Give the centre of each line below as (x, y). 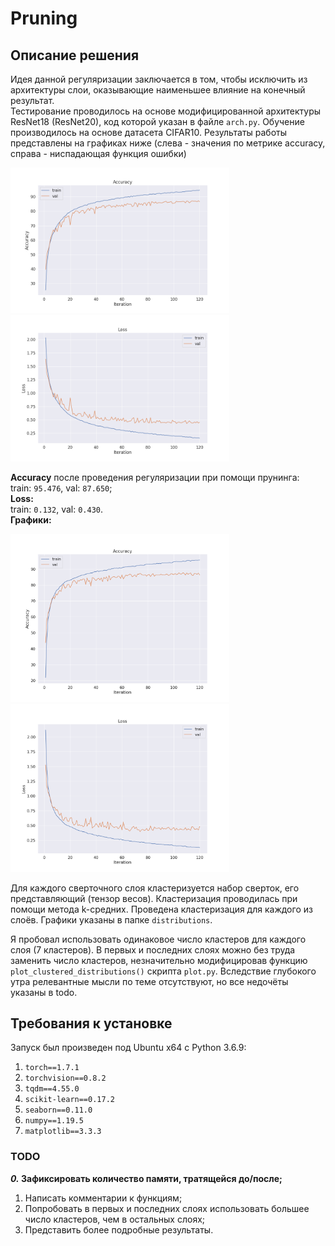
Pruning (44, 18)
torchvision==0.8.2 (65, 1078)
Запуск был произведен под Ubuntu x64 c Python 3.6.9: (128, 1048)
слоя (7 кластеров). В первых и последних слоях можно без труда (153, 949)
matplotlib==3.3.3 (63, 1132)
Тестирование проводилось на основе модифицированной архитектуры (166, 111)
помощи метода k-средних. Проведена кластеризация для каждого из (161, 909)
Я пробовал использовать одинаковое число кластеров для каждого (158, 939)
